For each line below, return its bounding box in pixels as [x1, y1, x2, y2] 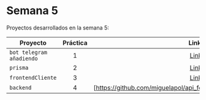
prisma [9, 64, 29, 71]
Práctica [62, 38, 88, 47]
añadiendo [9, 55, 38, 62]
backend [9, 84, 32, 91]
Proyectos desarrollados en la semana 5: [6, 24, 109, 31]
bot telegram [9, 48, 48, 56]
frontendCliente [9, 74, 57, 81]
